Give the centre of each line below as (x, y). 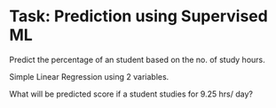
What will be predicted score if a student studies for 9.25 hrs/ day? (131, 94)
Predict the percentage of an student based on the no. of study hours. (138, 59)
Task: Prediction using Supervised (138, 16)
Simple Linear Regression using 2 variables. (89, 76)
